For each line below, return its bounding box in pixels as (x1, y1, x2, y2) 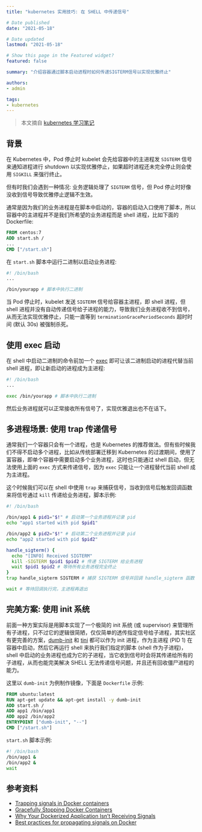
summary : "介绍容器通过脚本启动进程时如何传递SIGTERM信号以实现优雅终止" (6, 69, 171, 75)
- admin (6, 85, 26, 91)
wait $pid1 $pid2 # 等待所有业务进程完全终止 (11, 564, 117, 570)
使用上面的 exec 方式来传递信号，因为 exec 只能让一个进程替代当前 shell (11, 464, 189, 471)
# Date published (6, 19, 50, 26)
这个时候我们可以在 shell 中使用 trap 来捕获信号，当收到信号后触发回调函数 (6, 484, 193, 491)
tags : (6, 96, 20, 102)
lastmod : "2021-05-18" (6, 42, 63, 48)
